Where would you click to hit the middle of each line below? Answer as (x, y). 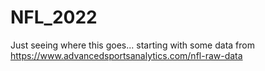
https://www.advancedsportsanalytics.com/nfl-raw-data (126, 55)
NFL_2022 (54, 17)
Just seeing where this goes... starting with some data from (132, 45)
